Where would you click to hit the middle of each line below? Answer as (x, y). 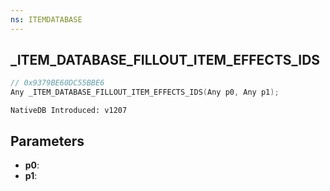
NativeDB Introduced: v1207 (69, 111)
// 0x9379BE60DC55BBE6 (57, 83)
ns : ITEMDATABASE (46, 19)
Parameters (47, 141)
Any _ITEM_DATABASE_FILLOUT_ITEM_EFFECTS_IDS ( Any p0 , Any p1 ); (145, 92)
